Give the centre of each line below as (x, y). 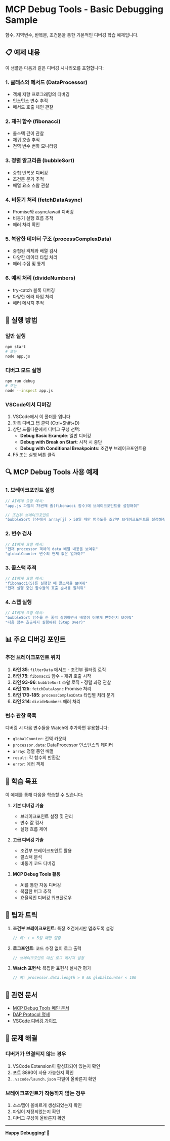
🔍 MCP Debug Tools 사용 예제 (52, 472)
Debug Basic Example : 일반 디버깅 (56, 436)
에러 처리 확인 (26, 224)
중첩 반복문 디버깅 (30, 172)
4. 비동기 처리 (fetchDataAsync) (44, 200)
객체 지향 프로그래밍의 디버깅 (41, 94)
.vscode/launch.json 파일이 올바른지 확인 (54, 1079)
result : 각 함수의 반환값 (36, 757)
